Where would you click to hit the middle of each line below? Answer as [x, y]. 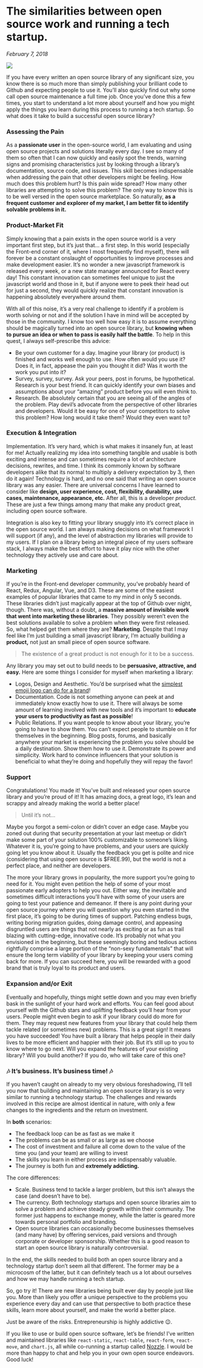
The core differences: [33, 1178]
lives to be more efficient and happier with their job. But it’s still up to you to [100, 1042]
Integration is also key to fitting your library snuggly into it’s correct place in [100, 523]
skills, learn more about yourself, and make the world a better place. [91, 1310]
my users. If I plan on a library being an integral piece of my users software [100, 542]
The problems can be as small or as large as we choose [85, 1140]
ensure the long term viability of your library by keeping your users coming [99, 955]
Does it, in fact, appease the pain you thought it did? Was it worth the [101, 366]
